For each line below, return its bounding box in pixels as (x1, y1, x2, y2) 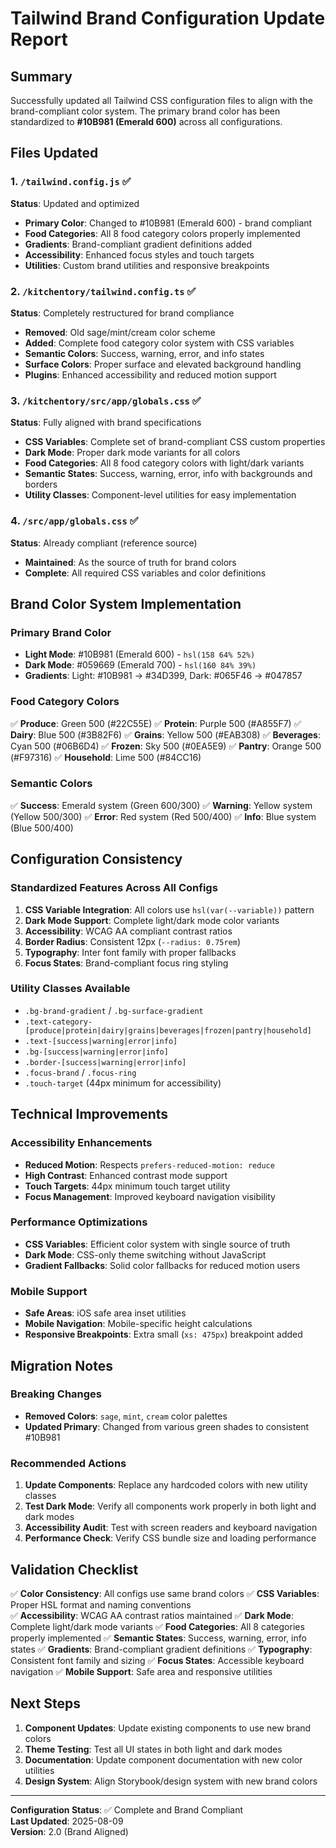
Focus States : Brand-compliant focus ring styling (24, 957, 229, 969)
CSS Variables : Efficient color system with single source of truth (24, 1238, 291, 1250)
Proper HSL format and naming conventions (10, 1598, 192, 1611)
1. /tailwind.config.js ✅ (10, 175, 132, 189)
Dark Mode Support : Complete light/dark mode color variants (24, 914, 280, 926)
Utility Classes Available (10, 982, 131, 996)
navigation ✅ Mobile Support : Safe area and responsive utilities (10, 1665, 273, 1677)
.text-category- (24, 1017, 93, 1027)
